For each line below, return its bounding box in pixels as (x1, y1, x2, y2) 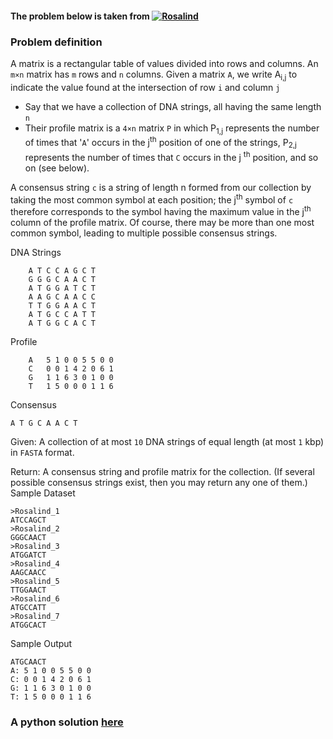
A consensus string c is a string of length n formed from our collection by (10, 181, 312, 193)
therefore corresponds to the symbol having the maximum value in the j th (10, 204, 312, 217)
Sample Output (10, 637, 73, 649)
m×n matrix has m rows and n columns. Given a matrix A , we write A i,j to (10, 68, 298, 82)
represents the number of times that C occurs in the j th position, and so (24, 149, 319, 163)
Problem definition (10, 35, 103, 49)
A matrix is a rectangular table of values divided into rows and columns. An (10, 57, 319, 69)
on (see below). (24, 162, 90, 174)
